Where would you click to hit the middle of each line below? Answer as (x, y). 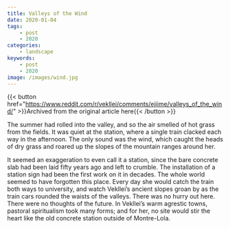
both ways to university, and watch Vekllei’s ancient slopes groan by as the (113, 189)
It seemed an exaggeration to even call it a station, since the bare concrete (113, 160)
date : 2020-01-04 (32, 20)
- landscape (36, 52)
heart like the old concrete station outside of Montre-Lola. (89, 218)
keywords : (21, 58)
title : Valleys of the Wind (47, 13)
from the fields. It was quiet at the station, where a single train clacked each (114, 132)
